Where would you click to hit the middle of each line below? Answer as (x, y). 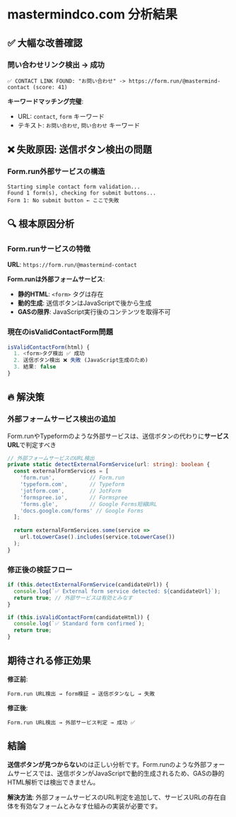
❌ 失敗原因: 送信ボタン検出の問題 (79, 150)
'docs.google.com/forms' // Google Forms (82, 511)
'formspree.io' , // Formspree (74, 497)
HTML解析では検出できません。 (53, 782)
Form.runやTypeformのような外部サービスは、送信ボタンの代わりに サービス (118, 436)
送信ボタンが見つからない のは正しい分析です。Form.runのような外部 (107, 764)
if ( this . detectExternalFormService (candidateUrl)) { (88, 585)
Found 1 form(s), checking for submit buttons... (82, 193)
